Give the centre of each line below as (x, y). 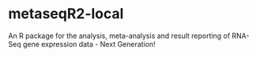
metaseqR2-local (66, 14)
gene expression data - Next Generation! (89, 44)
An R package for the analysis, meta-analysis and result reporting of (119, 36)
